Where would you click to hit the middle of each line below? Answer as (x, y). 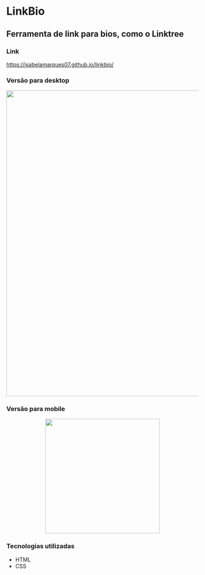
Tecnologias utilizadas (41, 546)
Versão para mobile (36, 409)
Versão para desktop (38, 80)
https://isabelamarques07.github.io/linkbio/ (60, 64)
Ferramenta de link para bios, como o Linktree (95, 34)
